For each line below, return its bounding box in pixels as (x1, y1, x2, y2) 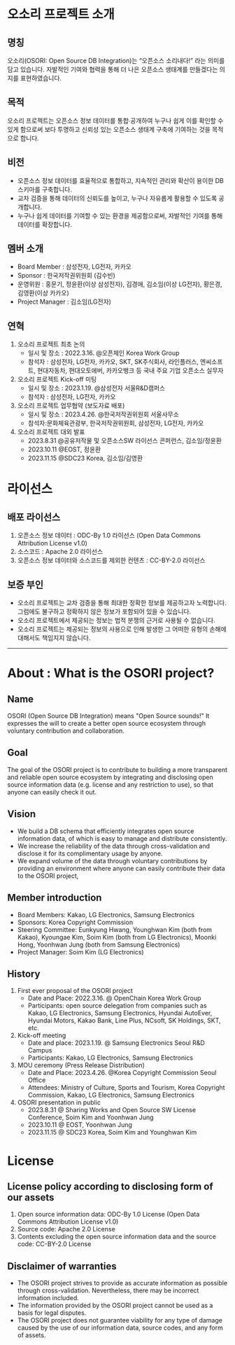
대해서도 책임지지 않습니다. (17, 634, 91, 642)
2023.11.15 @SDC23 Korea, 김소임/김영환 (27, 454, 143, 463)
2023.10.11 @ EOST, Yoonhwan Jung (27, 1121, 133, 1129)
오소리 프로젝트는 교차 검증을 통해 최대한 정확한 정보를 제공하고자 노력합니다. (17, 599, 227, 607)
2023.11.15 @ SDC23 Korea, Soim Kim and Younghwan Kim (27, 1128, 197, 1137)
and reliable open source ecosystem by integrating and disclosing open (7, 773, 213, 781)
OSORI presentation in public (17, 1098, 101, 1107)
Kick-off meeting (17, 1032, 66, 1040)
